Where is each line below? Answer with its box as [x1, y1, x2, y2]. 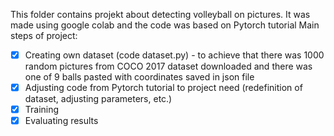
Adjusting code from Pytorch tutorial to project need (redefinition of [24, 82, 303, 94]
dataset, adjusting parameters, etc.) [24, 93, 173, 105]
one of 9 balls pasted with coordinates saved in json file [24, 71, 255, 83]
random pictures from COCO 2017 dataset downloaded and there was [24, 60, 313, 73]
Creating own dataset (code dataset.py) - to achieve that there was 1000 [24, 49, 325, 61]
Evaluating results [24, 115, 99, 127]
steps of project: [10, 30, 78, 41]
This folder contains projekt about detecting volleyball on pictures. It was [10, 9, 311, 20]
